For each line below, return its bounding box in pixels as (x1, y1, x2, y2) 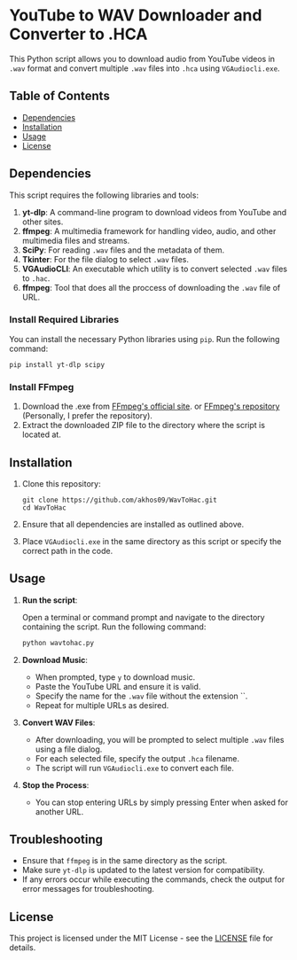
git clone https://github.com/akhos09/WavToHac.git (21, 496, 217, 504)
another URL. (35, 806, 84, 816)
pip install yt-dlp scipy (9, 360, 105, 369)
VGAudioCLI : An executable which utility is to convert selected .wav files (21, 263, 288, 274)
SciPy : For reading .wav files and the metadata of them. (21, 245, 225, 255)
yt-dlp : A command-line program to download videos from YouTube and (21, 207, 287, 217)
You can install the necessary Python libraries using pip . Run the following (9, 333, 280, 344)
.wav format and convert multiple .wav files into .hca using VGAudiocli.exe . (9, 63, 281, 74)
